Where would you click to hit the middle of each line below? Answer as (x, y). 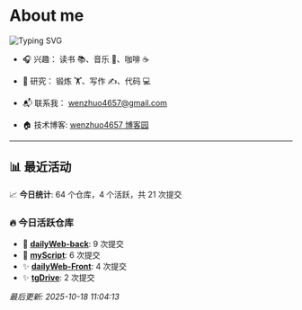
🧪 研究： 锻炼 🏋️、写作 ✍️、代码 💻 (86, 81)
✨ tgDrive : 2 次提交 (58, 278)
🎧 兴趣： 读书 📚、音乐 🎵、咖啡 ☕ (86, 58)
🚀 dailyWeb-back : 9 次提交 (73, 244)
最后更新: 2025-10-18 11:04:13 (64, 297)
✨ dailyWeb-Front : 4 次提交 (75, 267)
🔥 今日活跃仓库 (42, 223)
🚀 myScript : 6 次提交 (61, 255)
